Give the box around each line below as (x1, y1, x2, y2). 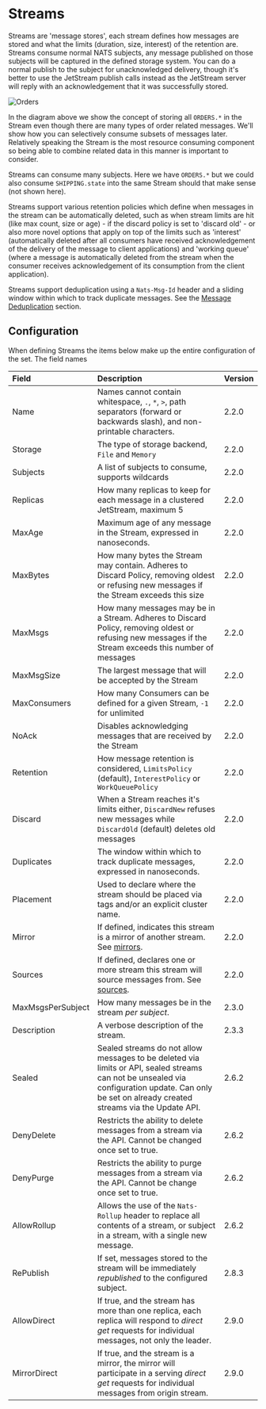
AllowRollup (12, 1219, 56, 1231)
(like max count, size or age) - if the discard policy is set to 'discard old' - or (8, 219, 256, 228)
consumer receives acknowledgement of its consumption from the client (8, 261, 245, 270)
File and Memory (97, 449, 157, 460)
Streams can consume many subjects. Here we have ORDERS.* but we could (8, 170, 255, 179)
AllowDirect (12, 1315, 55, 1326)
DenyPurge (12, 1172, 54, 1183)
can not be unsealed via (97, 1072, 186, 1083)
